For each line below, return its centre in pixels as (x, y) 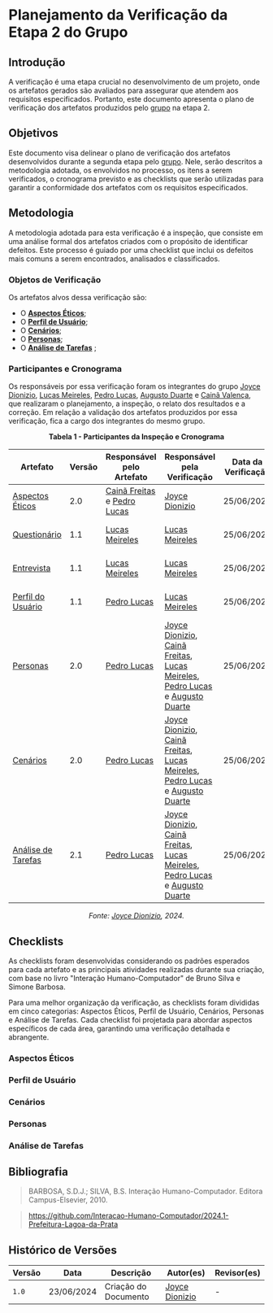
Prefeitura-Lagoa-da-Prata (73, 1224)
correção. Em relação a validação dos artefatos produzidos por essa (123, 412)
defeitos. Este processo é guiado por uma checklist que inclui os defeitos (131, 250)
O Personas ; (41, 338)
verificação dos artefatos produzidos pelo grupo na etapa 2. (109, 108)
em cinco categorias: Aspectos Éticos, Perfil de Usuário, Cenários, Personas (136, 1011)
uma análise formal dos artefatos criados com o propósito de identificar (128, 241)
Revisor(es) (238, 1273)
